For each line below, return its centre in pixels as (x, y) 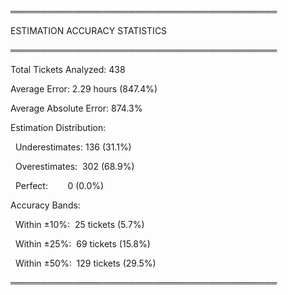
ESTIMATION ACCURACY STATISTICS (89, 30)
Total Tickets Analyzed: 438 (68, 69)
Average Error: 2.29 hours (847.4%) (84, 89)
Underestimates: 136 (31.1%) (73, 147)
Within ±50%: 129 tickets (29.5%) (85, 263)
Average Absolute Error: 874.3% (76, 108)
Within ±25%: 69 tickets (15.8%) (82, 244)
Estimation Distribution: (58, 127)
